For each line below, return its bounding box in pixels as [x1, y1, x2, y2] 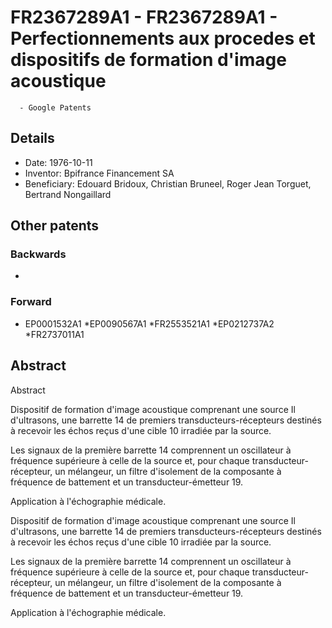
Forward [10, 295, 52, 309]
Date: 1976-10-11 [24, 156, 93, 168]
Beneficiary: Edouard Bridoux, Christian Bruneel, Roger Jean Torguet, [24, 177, 312, 190]
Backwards [10, 247, 67, 261]
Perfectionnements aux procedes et [10, 27, 316, 50]
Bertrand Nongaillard [24, 188, 112, 200]
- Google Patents [19, 102, 92, 113]
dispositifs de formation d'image [10, 49, 287, 71]
